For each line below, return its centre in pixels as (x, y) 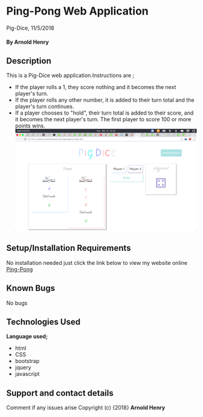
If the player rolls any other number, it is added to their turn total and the (105, 100)
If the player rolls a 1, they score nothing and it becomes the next (95, 87)
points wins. (30, 126)
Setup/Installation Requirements (69, 248)
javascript (27, 374)
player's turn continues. (44, 107)
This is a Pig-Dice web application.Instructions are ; (70, 75)
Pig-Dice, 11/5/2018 (30, 28)
